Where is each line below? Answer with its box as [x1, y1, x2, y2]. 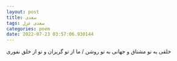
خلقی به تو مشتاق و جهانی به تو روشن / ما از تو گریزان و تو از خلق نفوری [6, 48, 172, 55]
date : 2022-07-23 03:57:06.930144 [6, 31, 94, 37]
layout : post [6, 8, 40, 15]
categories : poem [6, 25, 50, 32]
